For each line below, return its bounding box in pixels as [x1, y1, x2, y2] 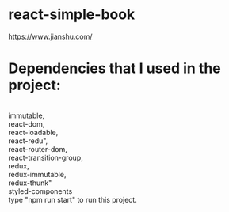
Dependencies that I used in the [8, 59, 222, 78]
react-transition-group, [8, 153, 83, 162]
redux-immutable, [8, 169, 67, 179]
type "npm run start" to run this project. [8, 195, 137, 204]
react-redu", [8, 136, 48, 146]
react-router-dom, [8, 144, 67, 153]
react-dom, [8, 119, 45, 128]
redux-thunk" [8, 178, 52, 187]
